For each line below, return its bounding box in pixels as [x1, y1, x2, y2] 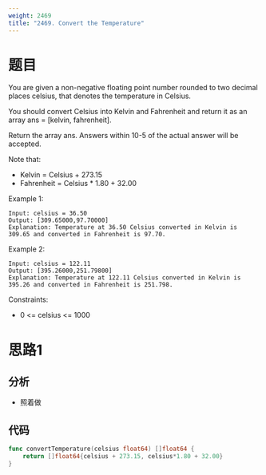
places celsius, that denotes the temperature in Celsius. [8, 91, 192, 101]
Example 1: [8, 194, 44, 204]
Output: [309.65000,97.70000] [8, 216, 109, 224]
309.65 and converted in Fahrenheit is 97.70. [8, 231, 166, 239]
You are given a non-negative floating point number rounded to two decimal [8, 83, 258, 93]
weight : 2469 [8, 11, 52, 20]
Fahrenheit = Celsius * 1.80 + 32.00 [19, 179, 137, 188]
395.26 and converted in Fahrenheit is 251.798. [8, 281, 173, 289]
